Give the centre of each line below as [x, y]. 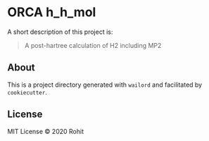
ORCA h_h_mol [52, 12]
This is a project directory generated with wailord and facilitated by [105, 85]
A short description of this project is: [60, 32]
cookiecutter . [27, 92]
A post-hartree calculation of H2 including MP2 [93, 45]
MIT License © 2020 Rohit [46, 131]
